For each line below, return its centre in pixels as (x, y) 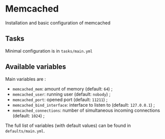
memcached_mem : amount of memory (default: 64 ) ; (62, 88)
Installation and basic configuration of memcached (58, 23)
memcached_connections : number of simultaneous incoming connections (86, 110)
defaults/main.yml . (25, 131)
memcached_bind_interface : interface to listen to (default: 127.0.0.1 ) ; (84, 105)
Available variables (36, 67)
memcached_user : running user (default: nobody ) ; (61, 94)
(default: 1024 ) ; (28, 115)
